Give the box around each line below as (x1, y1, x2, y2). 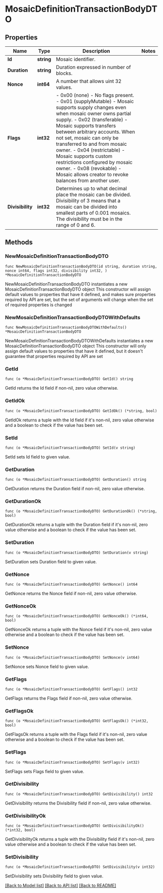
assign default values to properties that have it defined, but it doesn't (5, 348, 143, 354)
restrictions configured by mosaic (55, 159, 132, 165)
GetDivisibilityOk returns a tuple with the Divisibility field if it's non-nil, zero (5, 836, 155, 842)
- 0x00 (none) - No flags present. (55, 92, 134, 99)
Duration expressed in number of (55, 64, 131, 70)
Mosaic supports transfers (55, 122, 116, 129)
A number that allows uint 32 (55, 78, 122, 84)
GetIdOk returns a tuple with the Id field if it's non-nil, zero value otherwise (5, 417, 154, 423)
